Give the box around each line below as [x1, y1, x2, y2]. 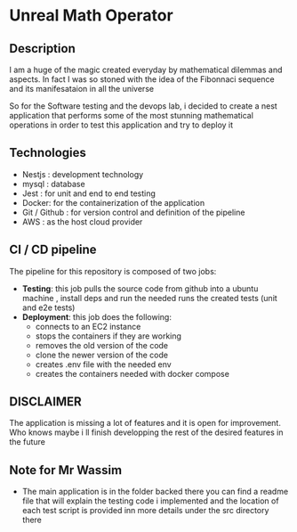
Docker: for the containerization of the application [21, 197, 205, 208]
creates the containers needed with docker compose [35, 368, 229, 379]
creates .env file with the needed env [35, 358, 172, 370]
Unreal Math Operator [9, 5, 173, 26]
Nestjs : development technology [21, 168, 144, 179]
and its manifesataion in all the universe [9, 84, 154, 94]
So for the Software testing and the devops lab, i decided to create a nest [9, 101, 277, 111]
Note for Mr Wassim [9, 462, 123, 478]
